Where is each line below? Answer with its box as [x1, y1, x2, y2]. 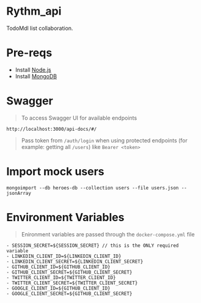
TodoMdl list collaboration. [6, 24, 73, 32]
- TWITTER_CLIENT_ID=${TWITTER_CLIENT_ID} [6, 274, 116, 280]
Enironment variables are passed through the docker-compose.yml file [21, 230, 195, 238]
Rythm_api [6, 4, 62, 18]
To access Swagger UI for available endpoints [21, 114, 137, 122]
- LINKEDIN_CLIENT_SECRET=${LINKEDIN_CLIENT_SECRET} [6, 258, 144, 265]
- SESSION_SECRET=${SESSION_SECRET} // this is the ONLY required [6, 243, 179, 249]
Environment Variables [6, 210, 125, 224]
